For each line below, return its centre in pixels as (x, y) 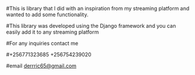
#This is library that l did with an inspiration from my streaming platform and (98, 8)
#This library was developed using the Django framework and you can (91, 26)
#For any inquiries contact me (42, 43)
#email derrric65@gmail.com (41, 66)
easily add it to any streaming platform (53, 32)
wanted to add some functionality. (47, 15)
